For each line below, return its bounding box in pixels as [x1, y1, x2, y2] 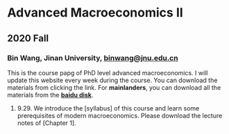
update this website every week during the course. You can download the [7, 76, 218, 84]
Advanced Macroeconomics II [7, 5, 184, 21]
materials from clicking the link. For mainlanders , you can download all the [7, 83, 221, 91]
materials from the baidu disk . [7, 90, 94, 99]
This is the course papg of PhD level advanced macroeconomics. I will [7, 68, 208, 77]
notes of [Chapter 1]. [17, 119, 76, 127]
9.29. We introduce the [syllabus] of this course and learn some [17, 104, 200, 112]
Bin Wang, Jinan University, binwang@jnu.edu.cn [7, 53, 178, 63]
